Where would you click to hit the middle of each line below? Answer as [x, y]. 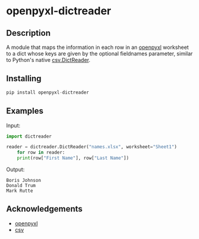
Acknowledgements [44, 209]
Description [28, 33]
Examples [25, 111]
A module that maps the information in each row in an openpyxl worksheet [97, 47]
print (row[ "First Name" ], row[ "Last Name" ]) [73, 158]
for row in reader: [41, 153]
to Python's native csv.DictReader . [48, 60]
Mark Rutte [20, 191]
